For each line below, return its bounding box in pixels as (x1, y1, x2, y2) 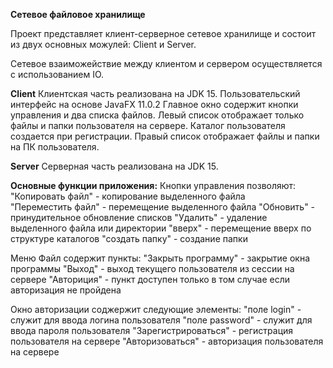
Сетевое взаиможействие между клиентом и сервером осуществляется (10, 58, 323, 69)
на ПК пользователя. (10, 141, 100, 153)
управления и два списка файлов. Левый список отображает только (10, 109, 305, 121)
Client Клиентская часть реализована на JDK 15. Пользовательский (10, 88, 301, 99)
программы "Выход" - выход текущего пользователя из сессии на (10, 263, 295, 274)
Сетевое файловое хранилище (10, 9, 146, 20)
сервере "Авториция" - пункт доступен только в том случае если (10, 274, 291, 285)
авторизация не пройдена (10, 284, 122, 296)
